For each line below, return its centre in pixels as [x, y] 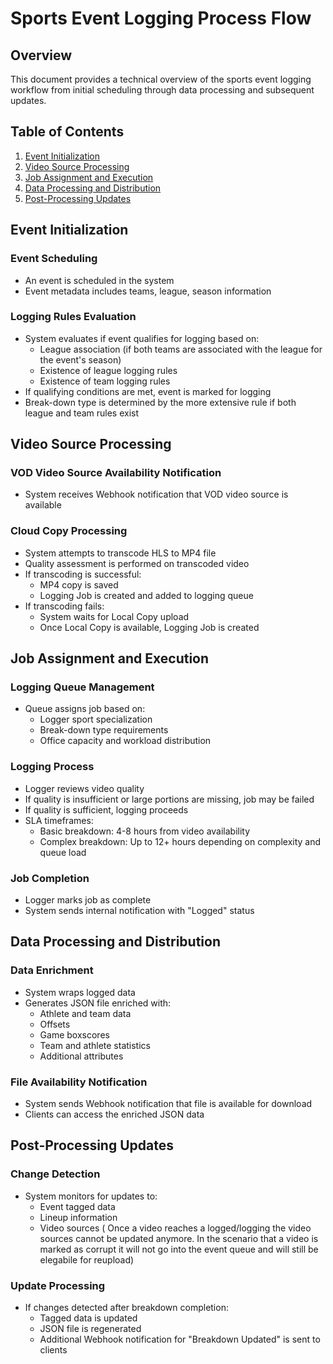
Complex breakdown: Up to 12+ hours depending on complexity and [180, 841]
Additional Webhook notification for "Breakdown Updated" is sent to [180, 1339]
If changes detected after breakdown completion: [126, 1308]
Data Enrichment [52, 970]
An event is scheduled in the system [99, 280]
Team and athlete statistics [95, 1045]
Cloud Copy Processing [69, 531]
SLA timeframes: [59, 820]
